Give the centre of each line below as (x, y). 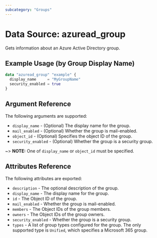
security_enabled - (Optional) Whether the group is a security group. (82, 141)
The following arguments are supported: (46, 116)
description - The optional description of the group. (65, 188)
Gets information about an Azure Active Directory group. (63, 48)
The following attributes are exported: (44, 178)
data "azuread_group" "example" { (41, 75)
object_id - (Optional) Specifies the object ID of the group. (72, 136)
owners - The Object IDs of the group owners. (58, 214)
